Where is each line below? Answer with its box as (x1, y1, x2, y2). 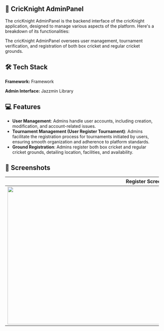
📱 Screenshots (5, 164, 51, 172)
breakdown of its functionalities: (5, 28, 70, 34)
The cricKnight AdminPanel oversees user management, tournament (5, 38, 143, 44)
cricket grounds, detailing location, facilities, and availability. (12, 149, 133, 155)
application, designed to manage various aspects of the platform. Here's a (5, 23, 154, 29)
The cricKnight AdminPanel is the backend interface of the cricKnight (5, 18, 145, 24)
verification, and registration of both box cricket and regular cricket (5, 43, 140, 49)
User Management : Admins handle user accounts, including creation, (12, 118, 153, 124)
